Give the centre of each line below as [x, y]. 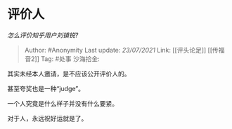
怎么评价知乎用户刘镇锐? [43, 35]
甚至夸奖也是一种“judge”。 [46, 88]
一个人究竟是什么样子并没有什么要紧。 [63, 103]
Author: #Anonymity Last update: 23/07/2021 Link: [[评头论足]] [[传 [122, 50]
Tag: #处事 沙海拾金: [70, 59]
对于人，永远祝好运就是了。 [47, 118]
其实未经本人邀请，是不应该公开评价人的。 [69, 74]
